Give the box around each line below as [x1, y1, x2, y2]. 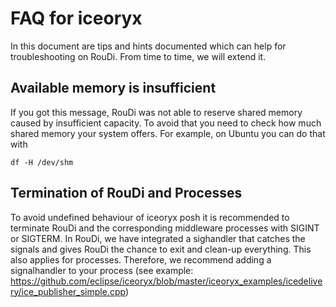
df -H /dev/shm [10, 157, 74, 167]
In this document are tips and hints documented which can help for [10, 40, 287, 52]
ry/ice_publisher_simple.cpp [10, 285, 126, 297]
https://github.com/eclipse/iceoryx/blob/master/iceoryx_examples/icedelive [10, 275, 323, 287]
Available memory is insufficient [10, 80, 217, 97]
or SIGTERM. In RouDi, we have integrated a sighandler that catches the [10, 232, 306, 244]
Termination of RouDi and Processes [10, 185, 243, 202]
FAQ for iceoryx [10, 7, 143, 30]
